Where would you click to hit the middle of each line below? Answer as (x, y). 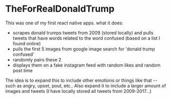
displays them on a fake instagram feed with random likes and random (87, 65)
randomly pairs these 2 (37, 59)
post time (23, 70)
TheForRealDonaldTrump (60, 9)
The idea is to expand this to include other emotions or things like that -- (81, 80)
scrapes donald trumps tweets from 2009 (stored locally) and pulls (83, 32)
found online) (27, 43)
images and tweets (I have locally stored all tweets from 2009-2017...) (78, 91)
